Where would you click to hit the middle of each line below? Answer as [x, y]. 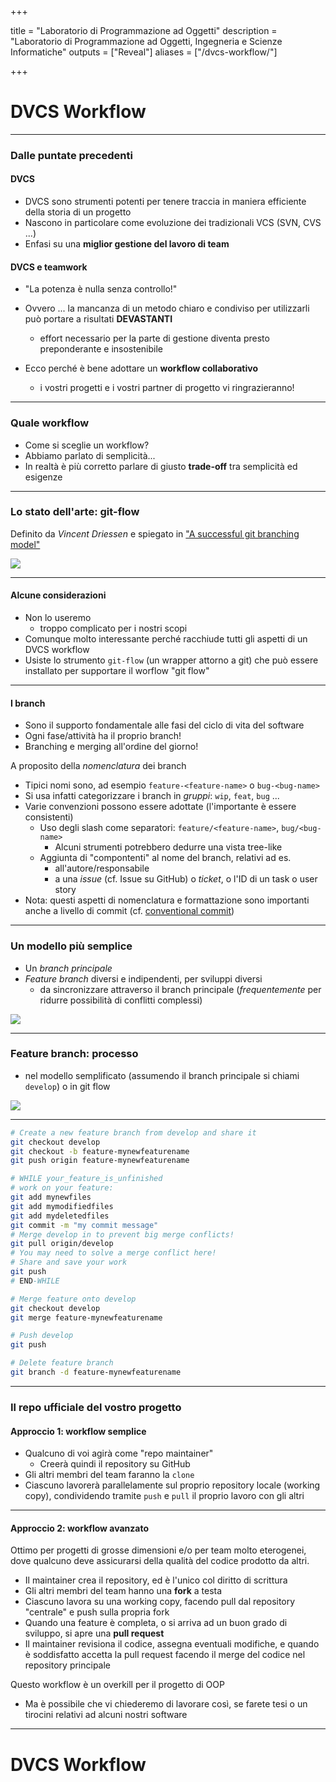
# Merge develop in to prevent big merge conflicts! [122, 1234]
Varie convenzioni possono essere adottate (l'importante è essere [160, 807]
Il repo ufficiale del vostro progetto [96, 1407]
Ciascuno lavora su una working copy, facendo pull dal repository [160, 1602]
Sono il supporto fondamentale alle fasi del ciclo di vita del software [164, 725]
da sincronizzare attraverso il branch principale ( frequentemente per [180, 989]
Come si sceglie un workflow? [87, 445]
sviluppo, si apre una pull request [94, 1633]
